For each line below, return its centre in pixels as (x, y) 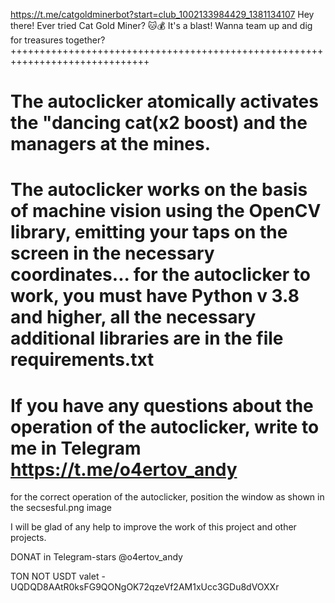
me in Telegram (76, 448)
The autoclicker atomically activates (164, 101)
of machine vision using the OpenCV (166, 211)
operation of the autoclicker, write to (165, 426)
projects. (28, 538)
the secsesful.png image (61, 508)
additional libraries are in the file (147, 338)
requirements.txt (82, 360)
